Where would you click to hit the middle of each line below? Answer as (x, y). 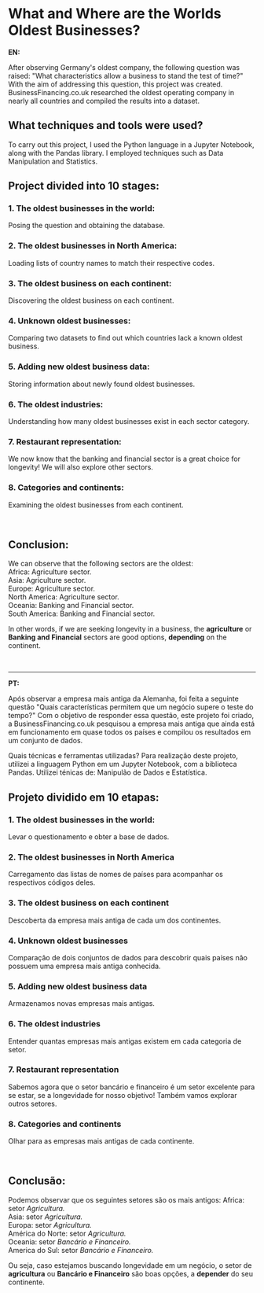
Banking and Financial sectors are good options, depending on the (117, 637)
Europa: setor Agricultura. (50, 1225)
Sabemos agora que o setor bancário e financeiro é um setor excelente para (132, 1087)
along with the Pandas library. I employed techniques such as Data (116, 153)
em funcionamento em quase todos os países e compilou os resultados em (130, 732)
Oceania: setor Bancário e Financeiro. (70, 1241)
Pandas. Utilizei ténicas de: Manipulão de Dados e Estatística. (108, 772)
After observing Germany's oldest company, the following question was (124, 67)
